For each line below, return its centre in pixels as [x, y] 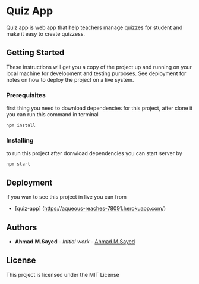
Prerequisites [26, 95]
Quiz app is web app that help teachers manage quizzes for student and [94, 27]
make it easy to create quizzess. [45, 33]
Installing [20, 140]
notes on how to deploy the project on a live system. [70, 79]
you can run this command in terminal [53, 115]
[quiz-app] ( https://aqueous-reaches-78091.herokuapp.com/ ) [90, 209]
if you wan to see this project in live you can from [66, 197]
